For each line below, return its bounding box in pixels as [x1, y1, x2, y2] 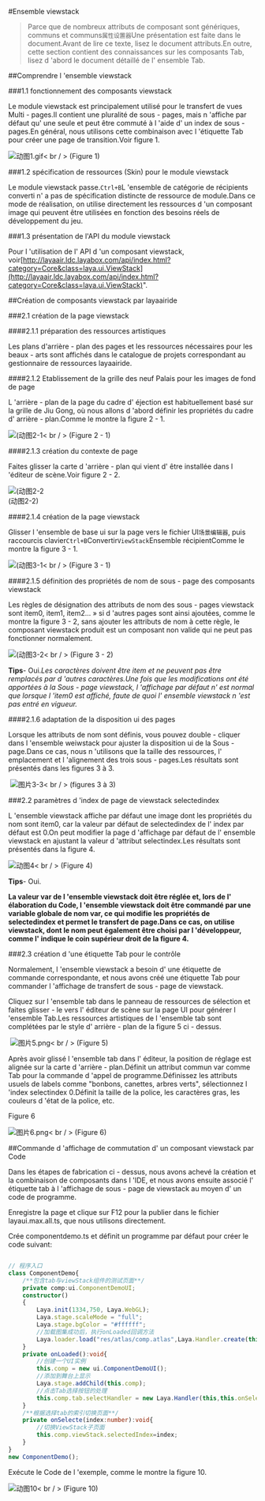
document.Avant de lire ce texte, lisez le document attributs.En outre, [27, 39, 252, 48]
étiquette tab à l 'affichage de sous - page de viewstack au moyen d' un [8, 1184, 242, 1193]
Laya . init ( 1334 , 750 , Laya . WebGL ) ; [36, 1306, 150, 1314]
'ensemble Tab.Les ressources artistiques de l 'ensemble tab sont [8, 1013, 222, 1023]
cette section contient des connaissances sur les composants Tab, [27, 47, 244, 56]
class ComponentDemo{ [8, 1269, 80, 1277]
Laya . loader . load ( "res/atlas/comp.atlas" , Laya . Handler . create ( [36, 1335, 248, 1343]
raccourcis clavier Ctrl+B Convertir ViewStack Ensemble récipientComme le [8, 536, 244, 545]
